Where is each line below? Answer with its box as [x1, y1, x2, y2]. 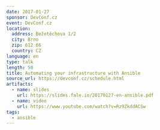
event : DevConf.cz [6, 20, 52, 26]
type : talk [6, 59, 34, 65]
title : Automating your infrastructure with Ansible [6, 70, 141, 76]
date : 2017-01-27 [6, 8, 50, 15]
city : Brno [11, 37, 39, 43]
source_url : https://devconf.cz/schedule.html [6, 75, 125, 81]
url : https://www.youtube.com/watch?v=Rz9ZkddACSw [17, 103, 146, 110]
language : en [6, 53, 39, 59]
